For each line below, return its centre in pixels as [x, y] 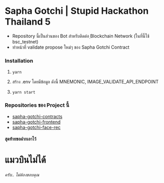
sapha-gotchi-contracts [37, 116]
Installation [19, 60]
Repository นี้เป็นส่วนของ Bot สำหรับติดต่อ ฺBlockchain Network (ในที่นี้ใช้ [81, 36]
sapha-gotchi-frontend [36, 122]
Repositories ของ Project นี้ [37, 105]
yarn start [24, 93]
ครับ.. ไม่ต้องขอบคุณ [22, 174]
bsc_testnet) [25, 41]
